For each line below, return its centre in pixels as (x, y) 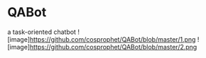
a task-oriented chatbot (42, 32)
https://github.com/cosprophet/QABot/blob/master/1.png (113, 39)
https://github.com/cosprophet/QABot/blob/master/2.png (113, 47)
